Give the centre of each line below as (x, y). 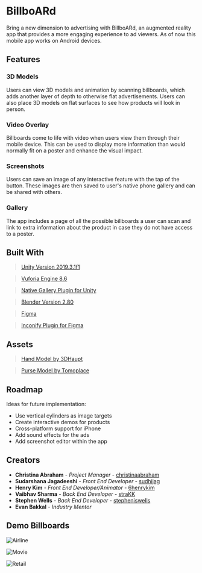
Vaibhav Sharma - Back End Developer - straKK (75, 494)
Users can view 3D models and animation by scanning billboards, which (96, 90)
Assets (20, 344)
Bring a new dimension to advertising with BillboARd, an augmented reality (99, 28)
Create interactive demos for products (62, 422)
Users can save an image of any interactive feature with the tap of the (93, 180)
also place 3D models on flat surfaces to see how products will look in (93, 102)
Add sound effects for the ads (52, 434)
